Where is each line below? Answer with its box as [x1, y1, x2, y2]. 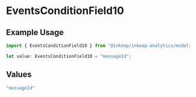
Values [6, 70, 32, 79]
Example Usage [6, 27, 64, 37]
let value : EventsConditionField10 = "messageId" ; [6, 53, 132, 59]
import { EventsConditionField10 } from [6, 43, 106, 49]
